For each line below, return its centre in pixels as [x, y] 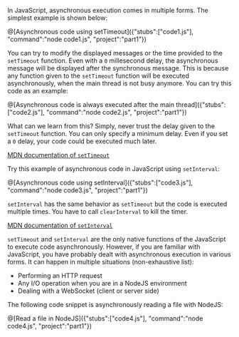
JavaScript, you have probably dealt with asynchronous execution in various [119, 254]
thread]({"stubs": [201, 105]
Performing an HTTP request [60, 276]
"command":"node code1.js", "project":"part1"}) [77, 39]
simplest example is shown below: [58, 18]
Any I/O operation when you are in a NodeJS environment [102, 283]
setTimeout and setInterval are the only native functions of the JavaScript [117, 239]
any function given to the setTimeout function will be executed [99, 76]
